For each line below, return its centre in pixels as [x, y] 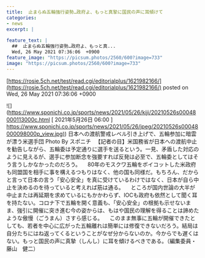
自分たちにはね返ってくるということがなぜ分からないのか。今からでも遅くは [102, 233]
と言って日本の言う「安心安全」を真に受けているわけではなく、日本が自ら [100, 180]
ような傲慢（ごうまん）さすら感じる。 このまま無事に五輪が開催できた [98, 218]
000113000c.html [28, 120]
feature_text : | [27, 40]
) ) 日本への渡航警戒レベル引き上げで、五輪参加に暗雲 [130, 134]
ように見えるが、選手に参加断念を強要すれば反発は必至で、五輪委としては [100, 156]
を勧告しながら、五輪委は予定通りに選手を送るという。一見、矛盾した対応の [103, 149]
